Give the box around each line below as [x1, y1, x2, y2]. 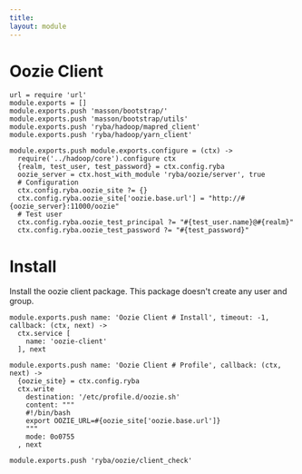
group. [9, 296, 34, 307]
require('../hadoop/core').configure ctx [17, 154, 177, 163]
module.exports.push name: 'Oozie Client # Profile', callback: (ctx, [9, 360, 282, 370]
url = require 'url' [9, 91, 88, 100]
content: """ [25, 400, 75, 410]
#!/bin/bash [25, 409, 71, 418]
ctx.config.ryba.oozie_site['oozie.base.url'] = [17, 194, 205, 203]
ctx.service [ [17, 329, 71, 339]
